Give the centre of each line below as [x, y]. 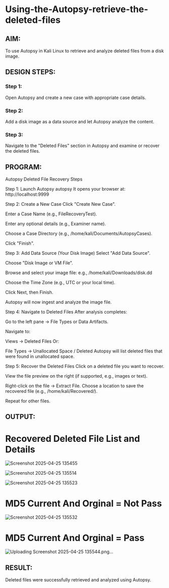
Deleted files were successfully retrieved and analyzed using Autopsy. [78, 580]
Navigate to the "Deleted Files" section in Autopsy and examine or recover [82, 146]
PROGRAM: [23, 167]
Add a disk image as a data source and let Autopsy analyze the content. [80, 121]
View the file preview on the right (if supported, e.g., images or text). [76, 376]
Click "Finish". [20, 243]
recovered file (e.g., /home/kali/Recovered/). [51, 391]
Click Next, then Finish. [29, 292]
